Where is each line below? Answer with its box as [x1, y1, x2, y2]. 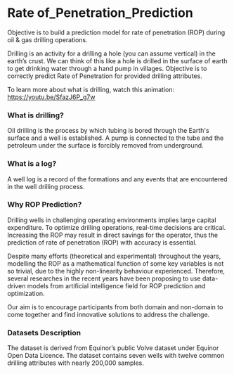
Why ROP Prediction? [7, 200, 82, 209]
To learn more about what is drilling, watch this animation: [7, 85, 175, 93]
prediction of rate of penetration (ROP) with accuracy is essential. [7, 238, 197, 247]
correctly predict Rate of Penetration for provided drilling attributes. [7, 72, 202, 80]
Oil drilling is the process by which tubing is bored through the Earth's [7, 127, 209, 135]
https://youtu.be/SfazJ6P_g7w [7, 93, 96, 101]
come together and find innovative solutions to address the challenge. [7, 310, 210, 318]
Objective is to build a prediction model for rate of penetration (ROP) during [7, 28, 226, 37]
